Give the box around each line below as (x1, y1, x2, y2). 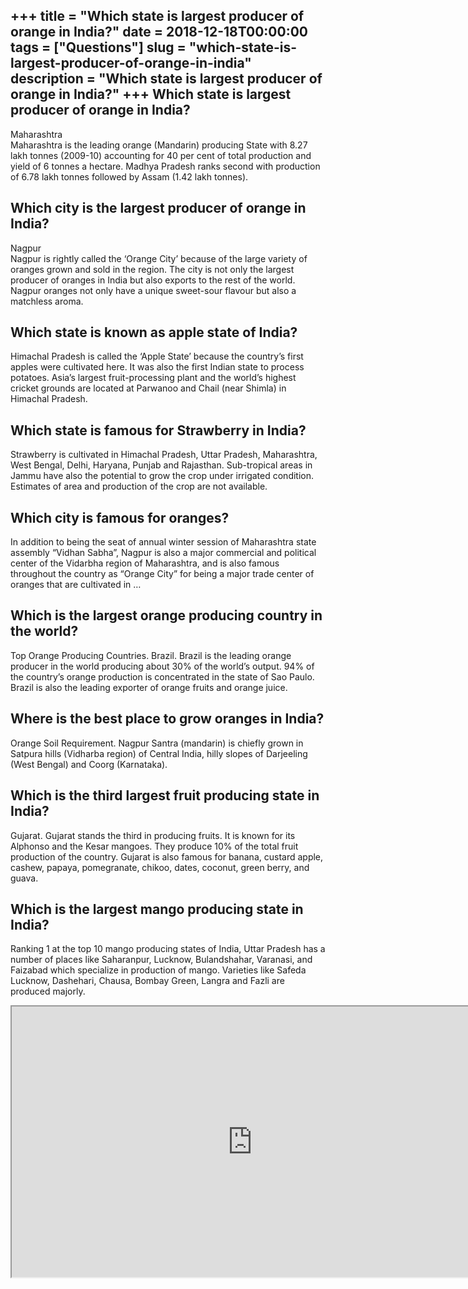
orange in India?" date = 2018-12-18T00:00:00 (10, 24, 308, 41)
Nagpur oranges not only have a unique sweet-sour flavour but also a (10, 284, 297, 296)
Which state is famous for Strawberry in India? (10, 422, 307, 439)
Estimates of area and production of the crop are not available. (10, 480, 268, 493)
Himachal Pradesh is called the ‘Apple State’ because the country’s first (10, 350, 304, 363)
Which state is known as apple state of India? (10, 324, 298, 341)
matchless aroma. (10, 295, 84, 307)
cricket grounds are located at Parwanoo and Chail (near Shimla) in (10, 382, 287, 394)
